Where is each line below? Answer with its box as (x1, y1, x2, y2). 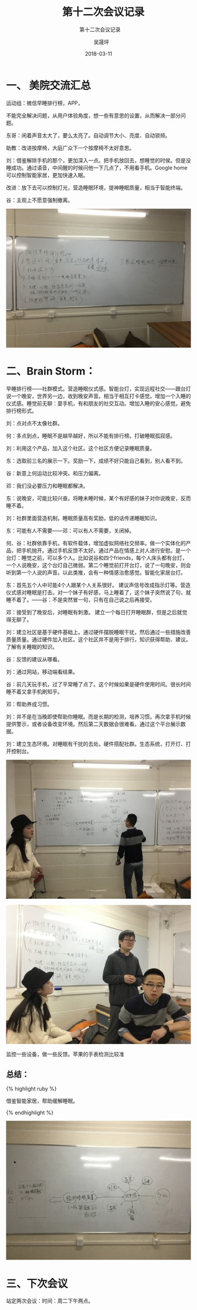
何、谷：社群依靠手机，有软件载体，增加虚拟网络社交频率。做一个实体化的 (6, 539, 186, 546)
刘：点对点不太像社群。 (6, 419, 63, 426)
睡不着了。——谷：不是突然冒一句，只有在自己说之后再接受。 (6, 596, 155, 603)
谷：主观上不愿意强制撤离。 (6, 196, 73, 204)
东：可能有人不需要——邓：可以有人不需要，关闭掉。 (6, 527, 135, 534)
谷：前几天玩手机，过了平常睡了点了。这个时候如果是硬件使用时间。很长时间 (6, 681, 191, 688)
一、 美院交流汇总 (6, 79, 91, 92)
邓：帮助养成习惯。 (6, 701, 53, 708)
